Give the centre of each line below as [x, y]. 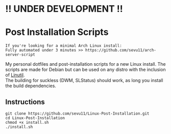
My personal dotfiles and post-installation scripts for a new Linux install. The [86, 64]
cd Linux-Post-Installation [35, 118]
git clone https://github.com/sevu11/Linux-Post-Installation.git [77, 113]
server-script [20, 55]
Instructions [25, 102]
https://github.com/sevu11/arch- [121, 50]
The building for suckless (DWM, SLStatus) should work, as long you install [84, 81]
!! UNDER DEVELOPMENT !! [64, 9]
